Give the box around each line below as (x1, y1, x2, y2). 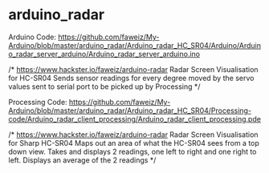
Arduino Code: (8, 32, 56, 42)
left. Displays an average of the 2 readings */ (8, 155, 157, 165)
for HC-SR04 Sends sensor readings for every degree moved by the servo (8, 73, 255, 82)
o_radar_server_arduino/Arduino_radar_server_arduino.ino (8, 49, 201, 58)
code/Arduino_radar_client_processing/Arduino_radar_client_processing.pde (8, 114, 261, 123)
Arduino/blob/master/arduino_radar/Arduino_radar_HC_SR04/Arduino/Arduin (8, 40, 262, 50)
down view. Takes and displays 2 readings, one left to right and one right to (8, 147, 257, 156)
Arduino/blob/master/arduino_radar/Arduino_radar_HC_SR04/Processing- (8, 106, 251, 115)
